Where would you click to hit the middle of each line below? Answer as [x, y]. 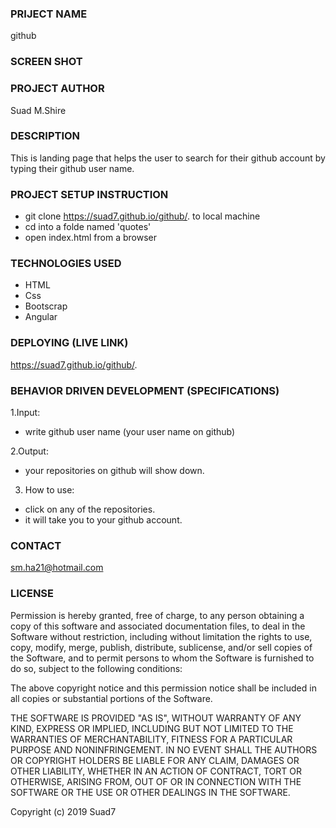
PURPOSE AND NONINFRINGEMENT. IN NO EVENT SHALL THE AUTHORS [164, 749]
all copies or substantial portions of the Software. [111, 698]
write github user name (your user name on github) [130, 431]
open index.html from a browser [90, 238]
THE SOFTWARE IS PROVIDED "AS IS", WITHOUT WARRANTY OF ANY [156, 718]
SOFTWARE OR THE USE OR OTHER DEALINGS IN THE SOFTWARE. [150, 792]
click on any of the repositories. [90, 509]
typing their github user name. [72, 168]
